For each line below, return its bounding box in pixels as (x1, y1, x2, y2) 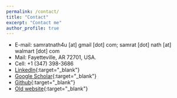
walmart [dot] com (14, 48, 60, 55)
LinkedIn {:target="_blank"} (14, 66, 80, 74)
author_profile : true (6, 25, 60, 31)
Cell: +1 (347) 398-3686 (14, 60, 74, 67)
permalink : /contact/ (6, 8, 60, 15)
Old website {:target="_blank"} (14, 85, 88, 92)
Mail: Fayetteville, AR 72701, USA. (14, 54, 96, 61)
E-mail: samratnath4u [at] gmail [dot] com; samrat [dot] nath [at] (14, 41, 172, 48)
